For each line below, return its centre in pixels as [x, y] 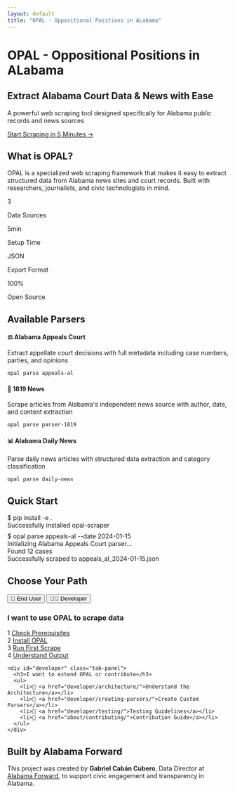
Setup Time [24, 243]
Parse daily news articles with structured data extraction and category [109, 459]
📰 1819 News [26, 388]
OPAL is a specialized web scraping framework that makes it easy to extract [117, 173]
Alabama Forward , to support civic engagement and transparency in [106, 776]
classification [26, 467]
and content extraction [40, 412]
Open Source [26, 297]
